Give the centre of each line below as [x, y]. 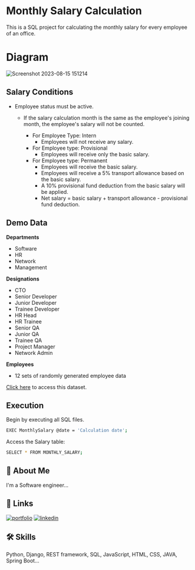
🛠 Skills [21, 537]
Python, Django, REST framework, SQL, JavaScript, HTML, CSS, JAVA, [92, 554]
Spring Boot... [23, 561]
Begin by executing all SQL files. [45, 420]
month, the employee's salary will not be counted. [84, 124]
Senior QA [27, 328]
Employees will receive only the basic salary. [95, 154]
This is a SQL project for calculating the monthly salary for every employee [97, 27]
